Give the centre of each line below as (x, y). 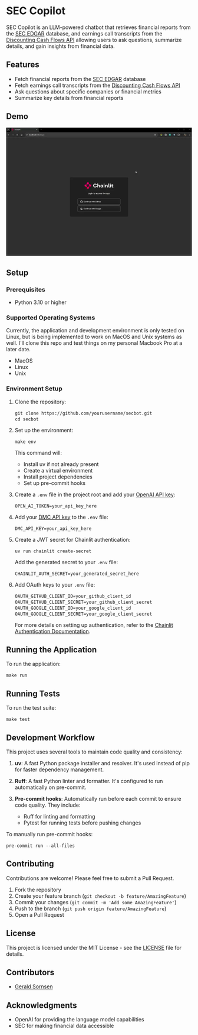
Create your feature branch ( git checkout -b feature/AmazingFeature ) (100, 896)
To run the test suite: (31, 708)
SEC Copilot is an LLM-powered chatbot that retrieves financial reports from (98, 27)
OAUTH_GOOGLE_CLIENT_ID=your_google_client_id (73, 608)
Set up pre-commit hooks (55, 483)
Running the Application (52, 650)
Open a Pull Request (39, 914)
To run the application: (33, 664)
